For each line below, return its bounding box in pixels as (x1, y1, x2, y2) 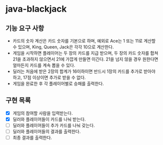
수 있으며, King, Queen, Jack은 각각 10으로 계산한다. (12, 44, 114, 50)
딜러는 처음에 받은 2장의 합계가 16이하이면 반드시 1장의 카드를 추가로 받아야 (12, 68, 156, 74)
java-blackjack (5, 3, 67, 15)
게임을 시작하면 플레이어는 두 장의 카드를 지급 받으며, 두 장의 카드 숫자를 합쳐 (12, 50, 159, 56)
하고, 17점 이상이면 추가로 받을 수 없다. (12, 75, 86, 80)
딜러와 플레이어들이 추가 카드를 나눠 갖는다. (12, 122, 95, 128)
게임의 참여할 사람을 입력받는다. (12, 110, 73, 116)
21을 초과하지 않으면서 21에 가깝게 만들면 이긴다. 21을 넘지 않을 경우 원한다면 (12, 56, 159, 62)
